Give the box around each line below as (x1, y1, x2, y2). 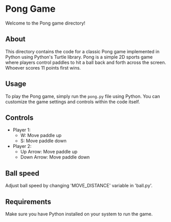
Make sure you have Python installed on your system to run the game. (5, 211, 153, 217)
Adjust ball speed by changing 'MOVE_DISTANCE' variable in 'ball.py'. (5, 183, 153, 189)
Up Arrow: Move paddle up (20, 149, 78, 155)
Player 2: (12, 143, 32, 149)
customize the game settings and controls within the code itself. (5, 98, 140, 105)
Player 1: (12, 127, 31, 133)
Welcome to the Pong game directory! (5, 20, 85, 26)
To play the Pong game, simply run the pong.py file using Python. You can (5, 93, 160, 99)
